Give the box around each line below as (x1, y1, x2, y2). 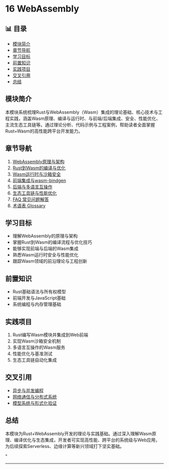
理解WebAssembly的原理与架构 (12, 233, 78, 239)
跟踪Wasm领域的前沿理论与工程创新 (12, 258, 88, 264)
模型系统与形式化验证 (12, 400, 57, 406)
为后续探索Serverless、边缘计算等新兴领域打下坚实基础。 (5, 443, 125, 449)
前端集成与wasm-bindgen (12, 177, 66, 183)
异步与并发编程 (12, 387, 44, 393)
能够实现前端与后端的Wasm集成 (12, 245, 79, 252)
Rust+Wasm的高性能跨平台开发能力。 (5, 128, 83, 134)
